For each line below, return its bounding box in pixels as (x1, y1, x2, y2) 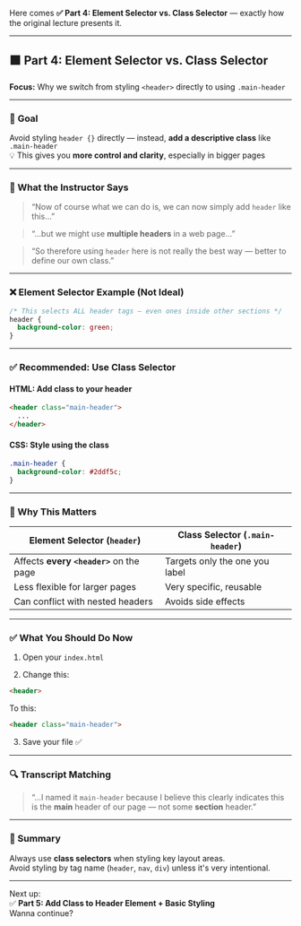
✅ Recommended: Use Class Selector (9, 361, 176, 374)
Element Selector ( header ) (29, 534, 142, 547)
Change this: (21, 670, 70, 680)
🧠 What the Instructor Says (9, 181, 129, 194)
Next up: (9, 887, 41, 899)
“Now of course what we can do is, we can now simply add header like (30, 202, 291, 212)
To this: (9, 703, 37, 714)
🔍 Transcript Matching (9, 768, 112, 781)
